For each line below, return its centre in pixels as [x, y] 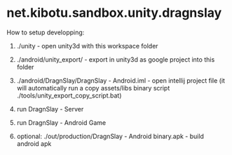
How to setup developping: [46, 32]
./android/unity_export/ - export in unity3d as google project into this [116, 59]
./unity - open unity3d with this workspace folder [87, 46]
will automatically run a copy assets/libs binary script [93, 88]
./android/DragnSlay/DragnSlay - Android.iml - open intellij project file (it [121, 80]
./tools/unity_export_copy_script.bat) [69, 95]
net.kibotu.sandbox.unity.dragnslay [114, 13]
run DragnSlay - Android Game [61, 122]
